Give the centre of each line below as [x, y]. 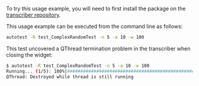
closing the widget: [30, 55]
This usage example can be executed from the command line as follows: [94, 26]
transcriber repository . [33, 15]
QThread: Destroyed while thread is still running [70, 77]
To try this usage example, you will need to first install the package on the [96, 9]
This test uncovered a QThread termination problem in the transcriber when [98, 48]
